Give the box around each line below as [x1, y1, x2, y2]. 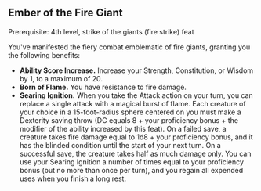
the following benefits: [8, 50, 81, 59]
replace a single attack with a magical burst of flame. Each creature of [19, 99, 246, 108]
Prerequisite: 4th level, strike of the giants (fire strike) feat [8, 27, 194, 36]
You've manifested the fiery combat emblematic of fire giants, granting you [8, 42, 251, 52]
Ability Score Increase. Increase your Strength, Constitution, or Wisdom [19, 66, 254, 75]
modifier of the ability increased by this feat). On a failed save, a [19, 124, 227, 133]
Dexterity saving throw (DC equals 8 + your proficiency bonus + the [19, 115, 239, 124]
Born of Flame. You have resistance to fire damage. [19, 82, 187, 92]
